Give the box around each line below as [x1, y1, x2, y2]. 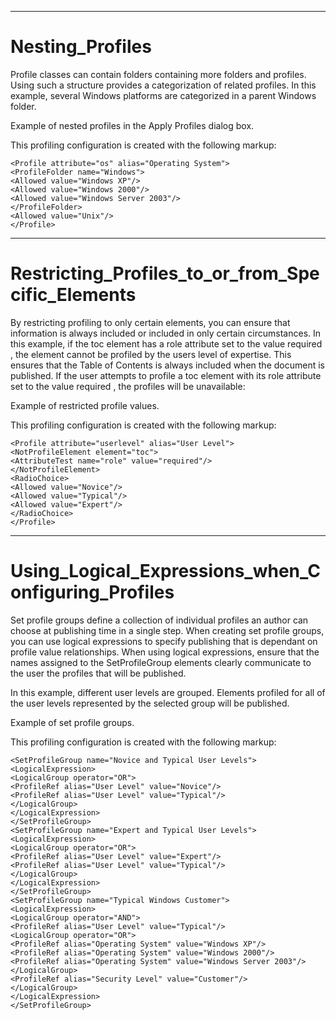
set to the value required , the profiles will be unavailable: [10, 380, 246, 392]
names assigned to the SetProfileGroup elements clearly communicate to [10, 656, 312, 668]
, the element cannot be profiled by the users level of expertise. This [10, 348, 292, 360]
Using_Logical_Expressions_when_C [10, 560, 321, 583]
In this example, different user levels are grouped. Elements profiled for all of [10, 686, 326, 698]
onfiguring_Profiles [10, 581, 175, 604]
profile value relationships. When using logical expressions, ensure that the [10, 646, 320, 658]
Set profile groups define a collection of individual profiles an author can [10, 614, 309, 626]
